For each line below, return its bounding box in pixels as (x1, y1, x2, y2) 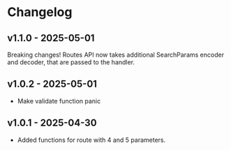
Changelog (7, 4, 73, 20)
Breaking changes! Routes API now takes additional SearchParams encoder (7, 50, 225, 59)
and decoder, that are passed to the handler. (7, 58, 135, 66)
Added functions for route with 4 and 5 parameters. (17, 136, 166, 144)
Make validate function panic (17, 96, 101, 105)
